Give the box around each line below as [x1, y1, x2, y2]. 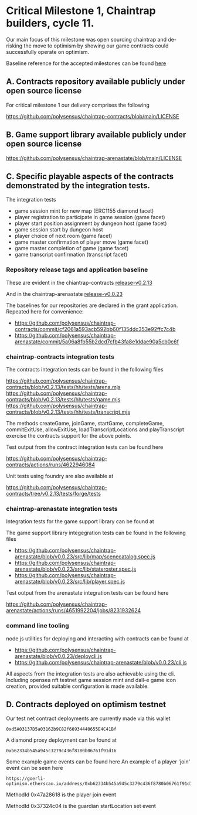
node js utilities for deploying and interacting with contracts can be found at [6, 635, 189, 642]
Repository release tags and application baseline [6, 265, 148, 274]
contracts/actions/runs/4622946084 [6, 461, 96, 468]
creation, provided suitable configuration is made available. [6, 683, 150, 690]
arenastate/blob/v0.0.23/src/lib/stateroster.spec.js [14, 565, 137, 572]
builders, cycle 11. [6, 16, 94, 30]
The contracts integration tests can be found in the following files [6, 366, 164, 373]
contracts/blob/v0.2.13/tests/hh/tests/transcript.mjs [6, 408, 131, 415]
